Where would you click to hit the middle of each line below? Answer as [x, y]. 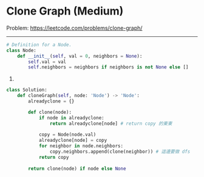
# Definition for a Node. [39, 45]
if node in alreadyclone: [71, 118]
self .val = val [47, 62]
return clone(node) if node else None [77, 169]
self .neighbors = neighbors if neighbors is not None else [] [108, 67]
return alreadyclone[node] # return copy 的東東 [111, 123]
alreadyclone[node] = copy [73, 141]
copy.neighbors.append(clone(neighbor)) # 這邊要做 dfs [120, 152]
